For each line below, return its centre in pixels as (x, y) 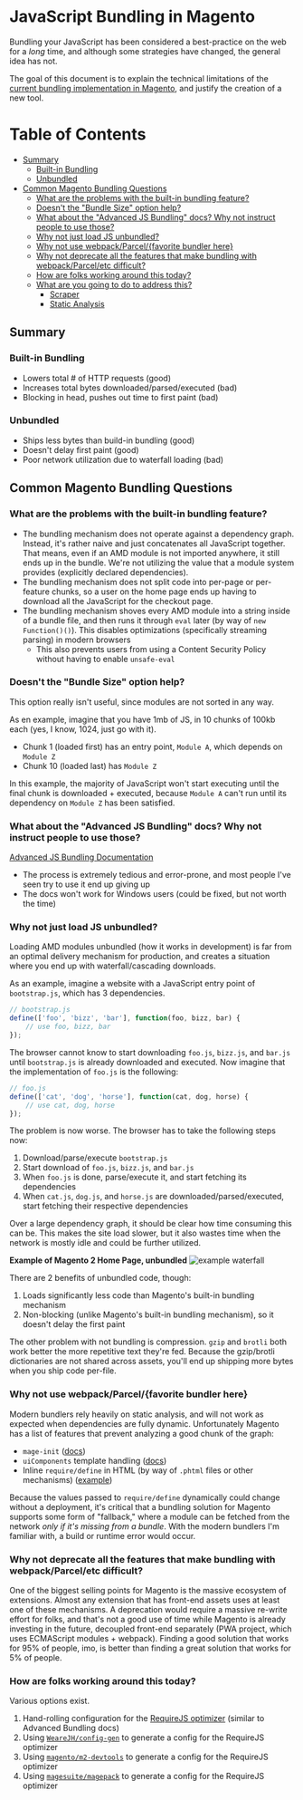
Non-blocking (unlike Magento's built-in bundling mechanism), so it (148, 1314)
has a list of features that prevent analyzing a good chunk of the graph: (142, 1433)
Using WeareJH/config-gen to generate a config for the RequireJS (143, 1737)
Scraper (64, 294)
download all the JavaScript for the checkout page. (118, 601)
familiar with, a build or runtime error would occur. (103, 1535)
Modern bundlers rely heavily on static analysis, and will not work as (137, 1414)
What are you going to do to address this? (114, 284)
